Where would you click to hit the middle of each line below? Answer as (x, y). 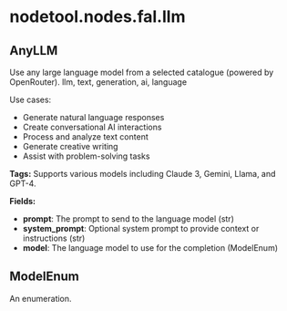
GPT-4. (23, 183)
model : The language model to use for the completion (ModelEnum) (150, 248)
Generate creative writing (70, 146)
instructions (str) (54, 238)
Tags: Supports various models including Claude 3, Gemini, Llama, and (143, 174)
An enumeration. (41, 298)
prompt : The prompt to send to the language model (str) (128, 219)
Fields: (23, 201)
